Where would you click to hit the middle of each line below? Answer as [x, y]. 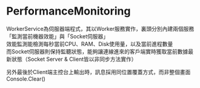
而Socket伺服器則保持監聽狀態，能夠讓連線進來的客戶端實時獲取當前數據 [97, 51]
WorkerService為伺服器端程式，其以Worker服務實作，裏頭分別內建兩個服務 [100, 29]
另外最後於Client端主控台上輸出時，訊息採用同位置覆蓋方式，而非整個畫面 [98, 72]
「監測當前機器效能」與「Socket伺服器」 [58, 36]
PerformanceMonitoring [68, 11]
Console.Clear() [26, 79]
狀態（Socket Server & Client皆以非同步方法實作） [74, 59]
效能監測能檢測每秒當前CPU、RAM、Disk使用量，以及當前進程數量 [90, 44]
